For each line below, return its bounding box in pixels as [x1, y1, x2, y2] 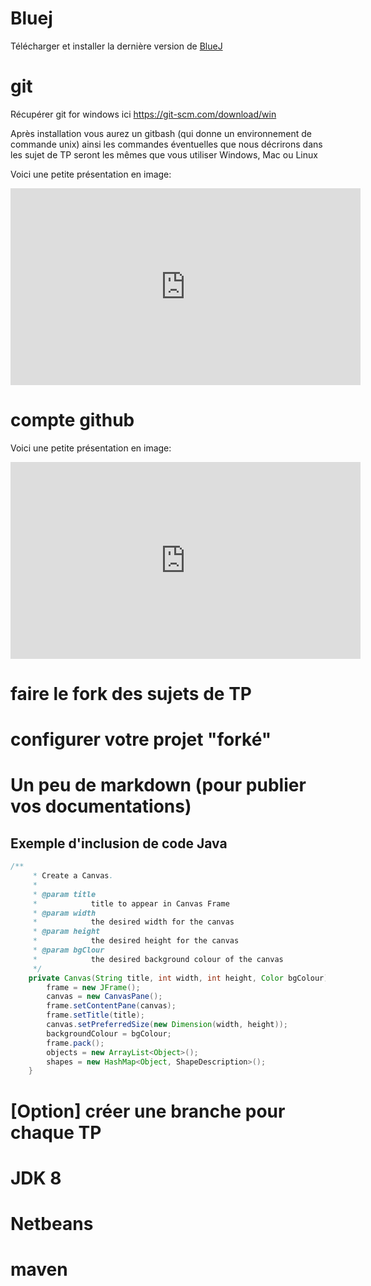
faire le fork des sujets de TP [10, 683, 252, 705]
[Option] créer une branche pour [10, 1100, 286, 1122]
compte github [10, 409, 135, 432]
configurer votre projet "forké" [10, 728, 272, 751]
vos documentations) [10, 795, 192, 818]
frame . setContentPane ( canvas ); [46, 1001, 177, 1011]
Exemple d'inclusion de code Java [10, 835, 228, 852]
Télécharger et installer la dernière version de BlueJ [10, 40, 223, 52]
